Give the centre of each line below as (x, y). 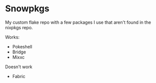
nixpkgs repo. (19, 27)
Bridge (19, 52)
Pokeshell (22, 46)
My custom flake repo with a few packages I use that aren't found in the (78, 22)
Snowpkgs (27, 9)
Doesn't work (19, 67)
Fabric (19, 76)
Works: (12, 37)
